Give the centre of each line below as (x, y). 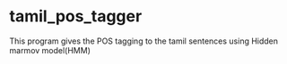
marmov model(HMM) (50, 50)
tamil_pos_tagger (76, 16)
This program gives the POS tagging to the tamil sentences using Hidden (144, 41)
